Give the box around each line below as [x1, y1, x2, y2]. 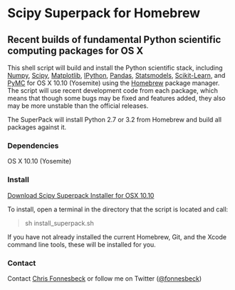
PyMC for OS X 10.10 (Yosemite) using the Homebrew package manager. [7, 79, 220, 87]
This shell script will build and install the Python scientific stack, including [7, 64, 223, 72]
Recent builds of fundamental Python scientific [7, 34, 221, 46]
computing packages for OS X [7, 44, 144, 56]
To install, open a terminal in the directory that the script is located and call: [7, 205, 229, 214]
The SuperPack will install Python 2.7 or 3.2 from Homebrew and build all [7, 116, 222, 124]
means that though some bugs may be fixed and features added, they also [7, 94, 226, 102]
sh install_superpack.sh [24, 219, 94, 227]
